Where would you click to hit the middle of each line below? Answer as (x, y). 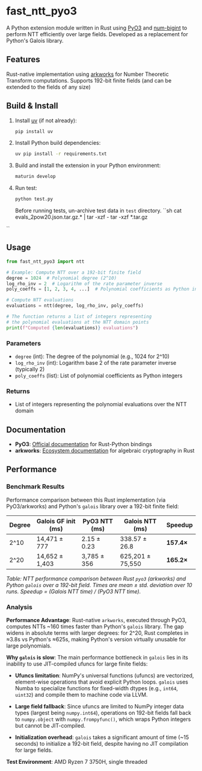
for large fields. (34, 750)
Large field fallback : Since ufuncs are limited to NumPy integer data (99, 706)
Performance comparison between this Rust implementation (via (86, 500)
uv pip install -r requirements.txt (61, 154)
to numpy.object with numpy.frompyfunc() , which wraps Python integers (103, 719)
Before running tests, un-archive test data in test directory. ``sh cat (98, 211)
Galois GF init (56, 521)
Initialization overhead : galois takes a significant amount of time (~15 (102, 737)
